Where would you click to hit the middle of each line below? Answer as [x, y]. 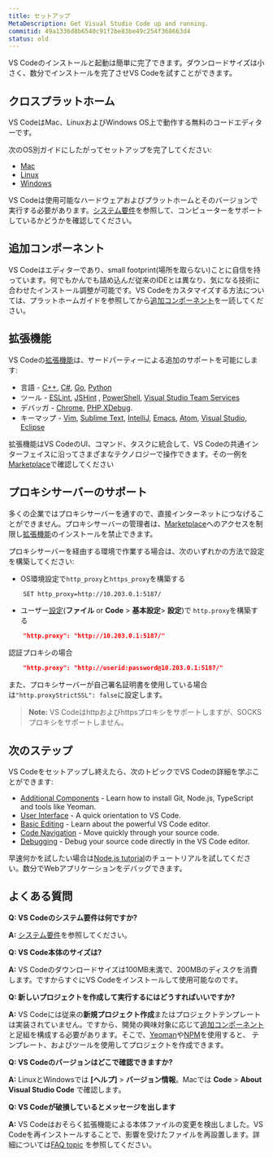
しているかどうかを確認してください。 [72, 221]
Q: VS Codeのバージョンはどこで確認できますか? [91, 1062]
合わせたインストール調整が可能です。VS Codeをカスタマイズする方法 [126, 290]
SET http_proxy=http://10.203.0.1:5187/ [92, 594]
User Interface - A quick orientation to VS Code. [100, 815]
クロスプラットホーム [62, 101]
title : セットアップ [39, 16]
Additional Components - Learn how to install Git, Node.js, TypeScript [136, 798]
